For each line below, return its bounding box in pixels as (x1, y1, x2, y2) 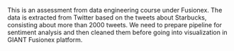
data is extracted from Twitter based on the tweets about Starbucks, (7, 13, 207, 22)
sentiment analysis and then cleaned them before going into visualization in (7, 28, 228, 36)
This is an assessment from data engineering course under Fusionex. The (7, 6, 223, 14)
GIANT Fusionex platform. (7, 36, 83, 44)
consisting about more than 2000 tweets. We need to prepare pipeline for (7, 21, 222, 29)
